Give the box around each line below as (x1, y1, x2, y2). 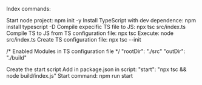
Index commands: (6, 5, 52, 12)
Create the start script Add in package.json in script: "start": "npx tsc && (6, 66, 187, 73)
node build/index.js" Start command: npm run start (6, 72, 133, 79)
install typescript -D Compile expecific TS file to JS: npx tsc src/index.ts (6, 24, 186, 30)
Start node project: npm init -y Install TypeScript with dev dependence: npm (6, 17, 196, 24)
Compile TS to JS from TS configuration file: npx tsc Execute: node (6, 30, 174, 37)
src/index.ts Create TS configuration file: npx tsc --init (6, 36, 141, 43)
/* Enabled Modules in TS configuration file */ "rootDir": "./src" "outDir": (6, 48, 186, 55)
